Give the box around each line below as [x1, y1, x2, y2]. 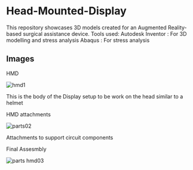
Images [6, 54, 35, 64]
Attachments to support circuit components [6, 134, 114, 141]
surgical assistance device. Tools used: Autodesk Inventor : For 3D [23, 30, 187, 37]
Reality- [167, 24, 187, 31]
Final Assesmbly [6, 145, 47, 153]
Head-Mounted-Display [6, 4, 127, 18]
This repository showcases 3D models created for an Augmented [6, 24, 167, 31]
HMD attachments [6, 110, 51, 118]
